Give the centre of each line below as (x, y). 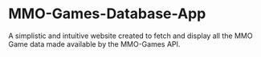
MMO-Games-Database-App (107, 14)
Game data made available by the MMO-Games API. (94, 44)
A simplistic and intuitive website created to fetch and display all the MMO (130, 36)
